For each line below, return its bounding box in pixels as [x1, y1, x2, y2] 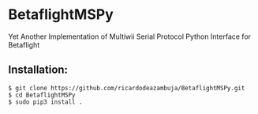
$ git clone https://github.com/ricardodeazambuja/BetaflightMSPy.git [8, 84, 245, 92]
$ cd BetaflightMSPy [8, 91, 77, 99]
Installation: [8, 63, 69, 77]
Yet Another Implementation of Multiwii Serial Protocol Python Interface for [8, 32, 251, 41]
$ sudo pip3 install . [8, 97, 83, 106]
